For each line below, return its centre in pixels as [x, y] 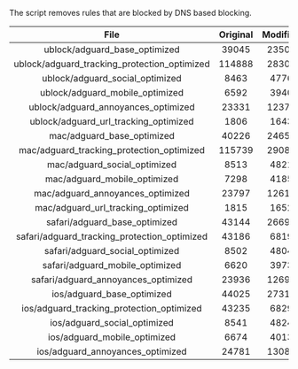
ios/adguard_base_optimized [112, 294]
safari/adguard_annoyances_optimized [112, 280]
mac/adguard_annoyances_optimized [112, 193]
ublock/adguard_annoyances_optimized [112, 107]
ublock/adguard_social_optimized [112, 78]
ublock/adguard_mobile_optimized [112, 92]
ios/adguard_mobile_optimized [111, 337]
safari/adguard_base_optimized [112, 222]
